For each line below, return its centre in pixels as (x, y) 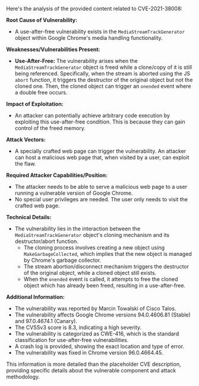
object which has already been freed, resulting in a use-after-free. (105, 285)
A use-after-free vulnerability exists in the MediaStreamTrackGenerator (100, 31)
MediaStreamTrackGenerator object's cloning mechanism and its (92, 235)
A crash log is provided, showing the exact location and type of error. (99, 346)
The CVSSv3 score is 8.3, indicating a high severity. (78, 327)
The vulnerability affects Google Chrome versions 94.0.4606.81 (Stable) (103, 315)
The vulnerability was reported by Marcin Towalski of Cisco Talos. (95, 309)
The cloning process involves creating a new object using (94, 248)
